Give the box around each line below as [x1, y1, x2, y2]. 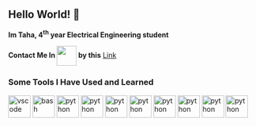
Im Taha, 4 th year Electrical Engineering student [8, 29, 169, 40]
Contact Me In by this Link [8, 51, 117, 60]
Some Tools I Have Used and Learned [8, 77, 154, 88]
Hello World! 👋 [8, 8, 81, 21]
